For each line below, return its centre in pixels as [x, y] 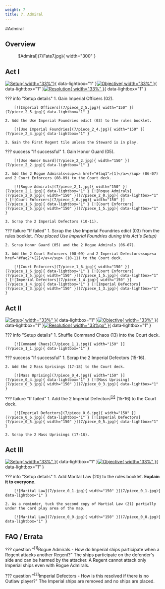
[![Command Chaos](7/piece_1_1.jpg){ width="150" [66, 344]
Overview [21, 44]
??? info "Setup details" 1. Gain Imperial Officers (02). [59, 99]
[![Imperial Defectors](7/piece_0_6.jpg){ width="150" [72, 413]
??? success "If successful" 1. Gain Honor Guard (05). [60, 151]
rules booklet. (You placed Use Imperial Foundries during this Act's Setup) [81, 236]
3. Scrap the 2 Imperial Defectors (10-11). [52, 221]
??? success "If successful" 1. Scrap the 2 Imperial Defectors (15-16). [76, 358]
